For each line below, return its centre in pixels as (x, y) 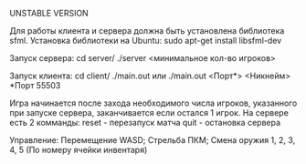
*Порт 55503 (35, 85)
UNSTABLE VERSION (49, 13)
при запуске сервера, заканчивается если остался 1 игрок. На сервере (149, 113)
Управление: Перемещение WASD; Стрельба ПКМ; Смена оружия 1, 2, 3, (153, 140)
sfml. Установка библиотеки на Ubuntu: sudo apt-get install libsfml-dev (146, 41)
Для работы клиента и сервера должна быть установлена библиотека (147, 31)
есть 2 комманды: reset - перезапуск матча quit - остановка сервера (145, 123)
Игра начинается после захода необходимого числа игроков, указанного (153, 103)
